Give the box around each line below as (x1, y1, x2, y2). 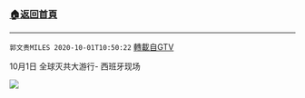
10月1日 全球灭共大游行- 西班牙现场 (9, 61, 141, 72)
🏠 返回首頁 (9, 7, 58, 20)
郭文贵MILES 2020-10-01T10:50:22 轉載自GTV (9, 42, 174, 53)
